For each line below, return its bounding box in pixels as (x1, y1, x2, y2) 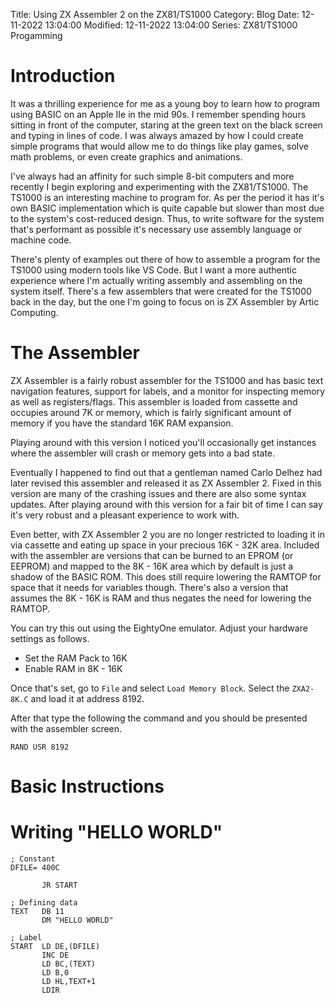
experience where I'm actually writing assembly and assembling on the (10, 274, 303, 286)
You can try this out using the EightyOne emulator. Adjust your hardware (10, 622, 308, 634)
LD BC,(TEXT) (41, 959, 97, 969)
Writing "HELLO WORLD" (10, 821, 223, 844)
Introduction (10, 65, 116, 88)
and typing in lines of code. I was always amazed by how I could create (10, 129, 304, 141)
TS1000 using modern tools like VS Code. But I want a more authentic (10, 264, 297, 276)
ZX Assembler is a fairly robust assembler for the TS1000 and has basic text (10, 374, 324, 386)
